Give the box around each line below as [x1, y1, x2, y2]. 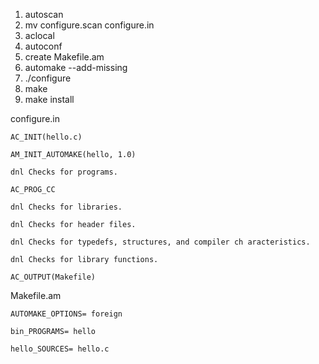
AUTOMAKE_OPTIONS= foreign [10, 309, 123, 319]
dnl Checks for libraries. [10, 202, 123, 212]
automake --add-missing [24, 62, 128, 73]
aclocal [24, 30, 55, 41]
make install [24, 94, 75, 105]
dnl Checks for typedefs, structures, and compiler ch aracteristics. [10, 237, 311, 247]
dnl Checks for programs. [10, 167, 118, 177]
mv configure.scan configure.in [24, 19, 155, 31]
